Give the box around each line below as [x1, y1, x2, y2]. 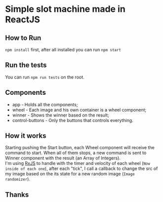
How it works [5, 132, 46, 140]
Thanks [5, 190, 29, 199]
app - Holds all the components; [12, 101, 78, 107]
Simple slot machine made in [5, 3, 126, 15]
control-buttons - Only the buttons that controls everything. [12, 117, 133, 123]
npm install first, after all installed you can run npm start [5, 47, 122, 52]
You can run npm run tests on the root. [5, 74, 85, 80]
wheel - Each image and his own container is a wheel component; [12, 107, 147, 113]
